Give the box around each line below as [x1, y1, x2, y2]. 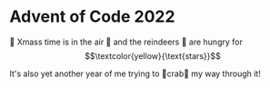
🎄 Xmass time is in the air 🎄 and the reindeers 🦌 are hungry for [9, 36, 243, 47]
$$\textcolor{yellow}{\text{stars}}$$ [85, 50, 221, 61]
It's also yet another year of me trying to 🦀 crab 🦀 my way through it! [9, 68, 261, 79]
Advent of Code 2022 [9, 6, 175, 27]
